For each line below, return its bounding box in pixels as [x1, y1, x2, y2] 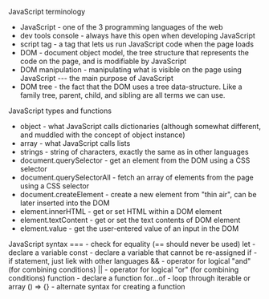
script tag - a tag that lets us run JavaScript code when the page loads [19, 39, 255, 49]
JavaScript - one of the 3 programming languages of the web [19, 22, 223, 31]
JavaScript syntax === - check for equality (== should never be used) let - [8, 240, 256, 248]
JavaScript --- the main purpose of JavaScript [19, 74, 174, 83]
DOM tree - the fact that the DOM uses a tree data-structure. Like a [19, 82, 243, 91]
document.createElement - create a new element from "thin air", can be [19, 190, 257, 199]
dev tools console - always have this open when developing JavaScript [19, 31, 255, 40]
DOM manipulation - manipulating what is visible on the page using [19, 65, 243, 75]
